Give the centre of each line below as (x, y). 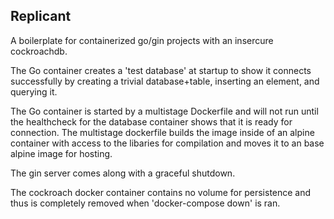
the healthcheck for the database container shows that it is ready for (151, 121)
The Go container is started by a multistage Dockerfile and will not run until (164, 111)
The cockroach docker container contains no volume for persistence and (161, 192)
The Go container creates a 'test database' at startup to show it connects (161, 70)
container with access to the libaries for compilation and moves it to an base (167, 143)
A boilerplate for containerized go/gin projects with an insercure (142, 40)
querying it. (34, 91)
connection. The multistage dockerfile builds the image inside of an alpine (162, 132)
